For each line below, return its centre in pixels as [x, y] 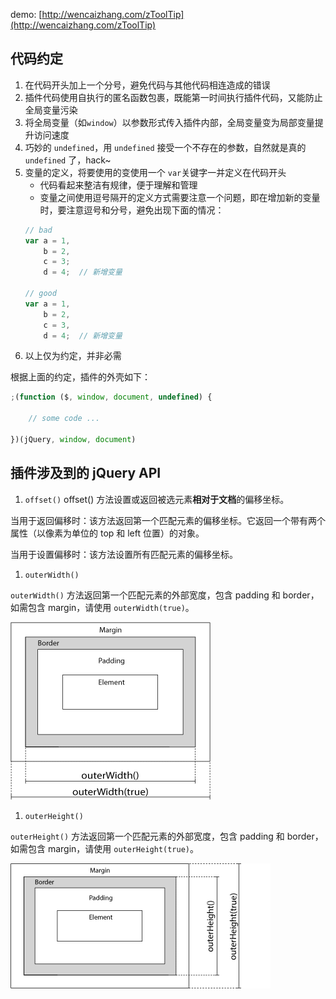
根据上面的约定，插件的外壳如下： [80, 377]
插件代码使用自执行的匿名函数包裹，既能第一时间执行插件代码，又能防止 [173, 97]
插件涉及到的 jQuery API [86, 473]
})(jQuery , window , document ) [73, 439]
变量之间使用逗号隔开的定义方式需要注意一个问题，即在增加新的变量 [180, 197]
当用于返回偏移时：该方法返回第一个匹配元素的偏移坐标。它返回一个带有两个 [168, 520]
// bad [38, 230]
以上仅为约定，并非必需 [73, 356]
